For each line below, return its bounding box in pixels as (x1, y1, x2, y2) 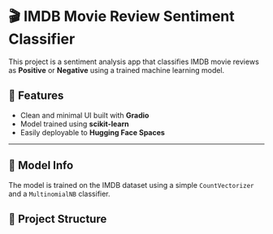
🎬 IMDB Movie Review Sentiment (8, 7, 236, 26)
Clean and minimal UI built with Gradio (19, 110, 149, 120)
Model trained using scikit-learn (19, 119, 129, 129)
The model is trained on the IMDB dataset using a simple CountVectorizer (8, 180, 254, 189)
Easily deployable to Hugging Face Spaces (19, 127, 165, 137)
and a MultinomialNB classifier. (8, 189, 111, 198)
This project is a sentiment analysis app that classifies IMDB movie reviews (8, 57, 260, 66)
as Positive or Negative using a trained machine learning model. (8, 65, 225, 74)
